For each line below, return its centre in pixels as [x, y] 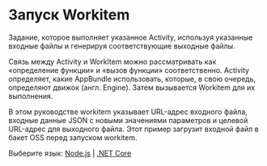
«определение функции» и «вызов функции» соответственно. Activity [129, 70]
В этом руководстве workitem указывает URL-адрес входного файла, [128, 112]
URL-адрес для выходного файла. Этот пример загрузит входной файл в [133, 129]
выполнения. [31, 96]
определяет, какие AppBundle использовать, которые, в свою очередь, [132, 79]
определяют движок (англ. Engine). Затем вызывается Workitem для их [132, 87]
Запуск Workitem [69, 15]
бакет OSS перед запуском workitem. [73, 137]
